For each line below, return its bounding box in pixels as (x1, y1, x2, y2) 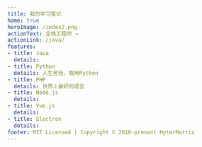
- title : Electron (7, 115, 62, 122)
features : (7, 43, 37, 50)
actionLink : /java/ (7, 37, 65, 44)
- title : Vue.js (7, 102, 55, 110)
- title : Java (7, 50, 50, 57)
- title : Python (7, 63, 55, 70)
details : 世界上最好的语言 (13, 83, 85, 90)
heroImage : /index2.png (7, 23, 78, 30)
